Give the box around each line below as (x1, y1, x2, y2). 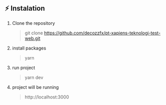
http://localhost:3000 (24, 94, 69, 100)
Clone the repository (12, 20, 55, 26)
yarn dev (24, 74, 44, 80)
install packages (12, 45, 47, 51)
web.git (24, 35, 41, 41)
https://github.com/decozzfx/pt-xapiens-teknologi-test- (44, 30, 161, 36)
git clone (24, 30, 44, 36)
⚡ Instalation (5, 4, 45, 13)
